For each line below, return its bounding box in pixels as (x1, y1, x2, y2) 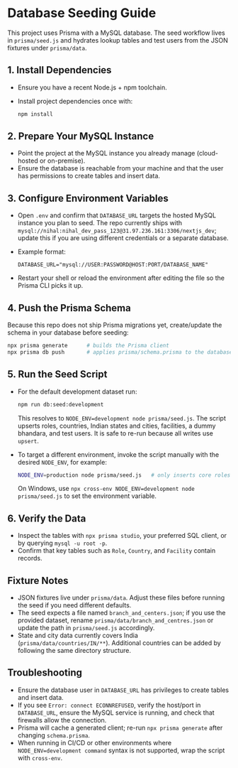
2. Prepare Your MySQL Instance (7, 130, 154, 143)
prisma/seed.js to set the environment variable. (17, 492, 157, 500)
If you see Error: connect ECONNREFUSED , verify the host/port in (17, 701, 201, 709)
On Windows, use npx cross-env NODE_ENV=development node (17, 485, 195, 493)
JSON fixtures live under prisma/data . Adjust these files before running (17, 593, 225, 602)
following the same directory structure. (17, 647, 132, 654)
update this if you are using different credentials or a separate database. (17, 234, 229, 242)
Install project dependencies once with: (17, 97, 133, 105)
